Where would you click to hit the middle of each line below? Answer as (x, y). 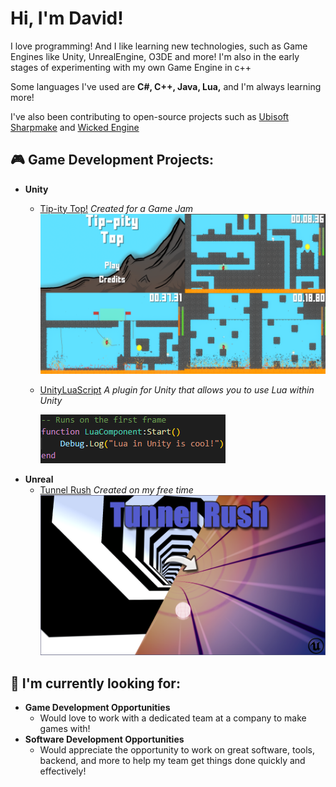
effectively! (63, 771)
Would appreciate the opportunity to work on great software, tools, (177, 750)
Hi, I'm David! (67, 18)
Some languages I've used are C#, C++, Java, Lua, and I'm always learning (166, 86)
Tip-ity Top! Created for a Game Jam (116, 208)
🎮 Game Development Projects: (112, 160)
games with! (65, 729)
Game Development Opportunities (97, 708)
